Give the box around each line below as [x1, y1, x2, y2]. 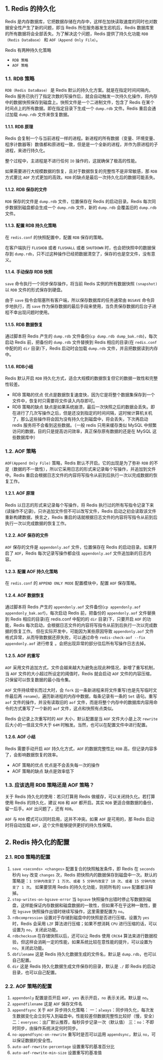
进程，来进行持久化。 [5, 148, 48, 154]
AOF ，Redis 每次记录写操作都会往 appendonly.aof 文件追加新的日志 [14, 550, 147, 556]
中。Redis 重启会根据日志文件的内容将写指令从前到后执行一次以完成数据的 [5, 472, 154, 478]
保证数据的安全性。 [16, 1038, 55, 1043]
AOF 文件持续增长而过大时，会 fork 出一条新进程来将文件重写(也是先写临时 [5, 687, 153, 693]
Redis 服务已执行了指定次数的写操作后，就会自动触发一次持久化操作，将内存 [5, 93, 158, 99]
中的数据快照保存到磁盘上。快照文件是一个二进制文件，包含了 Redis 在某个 [5, 100, 155, 105]
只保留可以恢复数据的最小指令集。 [5, 677, 73, 682]
